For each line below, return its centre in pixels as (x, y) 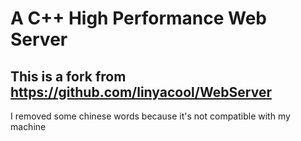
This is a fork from (68, 76)
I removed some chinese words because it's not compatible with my (150, 116)
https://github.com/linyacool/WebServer (141, 92)
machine (28, 126)
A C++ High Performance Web (139, 18)
